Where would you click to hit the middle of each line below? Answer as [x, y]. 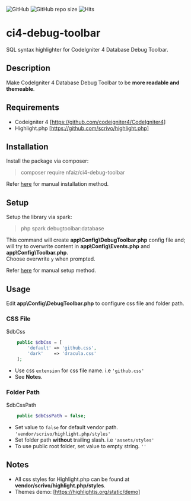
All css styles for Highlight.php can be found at [72, 479]
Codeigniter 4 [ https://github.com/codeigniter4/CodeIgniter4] [90, 122]
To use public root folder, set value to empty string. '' [80, 446]
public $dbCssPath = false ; [51, 416]
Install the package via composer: [47, 161]
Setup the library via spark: [39, 217]
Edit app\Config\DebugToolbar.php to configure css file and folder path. [95, 303]
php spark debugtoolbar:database [62, 229]
